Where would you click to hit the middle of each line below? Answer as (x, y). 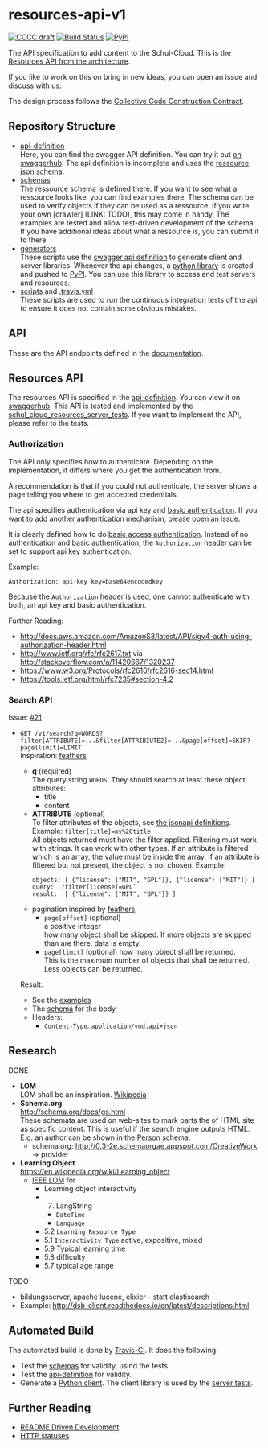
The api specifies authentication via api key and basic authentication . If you (133, 509)
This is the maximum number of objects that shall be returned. (147, 960)
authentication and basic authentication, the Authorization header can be (130, 542)
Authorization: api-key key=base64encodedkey (85, 581)
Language (71, 1223)
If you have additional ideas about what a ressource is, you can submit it (139, 231)
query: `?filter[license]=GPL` (84, 887)
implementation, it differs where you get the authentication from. (115, 470)
